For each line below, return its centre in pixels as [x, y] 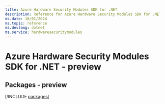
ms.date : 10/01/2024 [26, 19]
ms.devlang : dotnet [25, 28]
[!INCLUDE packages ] [27, 96]
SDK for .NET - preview [53, 67]
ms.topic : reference [26, 23]
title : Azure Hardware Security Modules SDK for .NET [61, 10]
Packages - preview [36, 85]
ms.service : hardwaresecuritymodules [44, 32]
